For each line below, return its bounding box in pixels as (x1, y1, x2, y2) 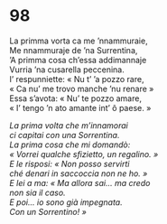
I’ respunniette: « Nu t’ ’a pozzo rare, (9, 73, 144, 84)
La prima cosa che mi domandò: (9, 139, 131, 150)
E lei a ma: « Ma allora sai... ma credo (9, 177, 151, 188)
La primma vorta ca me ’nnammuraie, (9, 35, 148, 46)
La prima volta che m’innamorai (9, 119, 128, 131)
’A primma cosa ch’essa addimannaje (9, 54, 147, 65)
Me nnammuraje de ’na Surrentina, (9, 44, 138, 55)
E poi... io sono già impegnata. (9, 196, 124, 208)
